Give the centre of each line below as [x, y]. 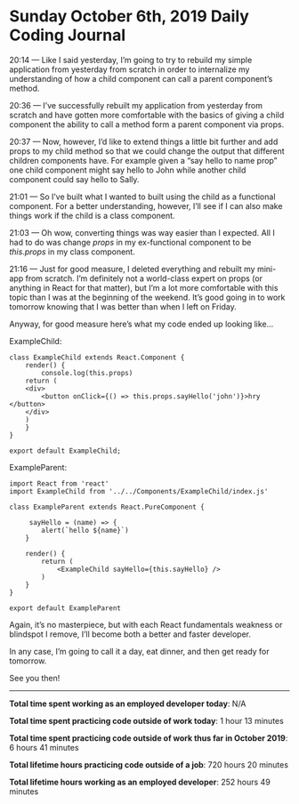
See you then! [35, 678]
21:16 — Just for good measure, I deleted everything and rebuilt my [132, 269]
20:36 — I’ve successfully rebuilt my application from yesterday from [136, 105]
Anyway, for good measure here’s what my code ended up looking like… [141, 324]
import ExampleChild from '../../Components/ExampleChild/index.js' [139, 491]
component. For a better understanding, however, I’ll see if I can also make [146, 205]
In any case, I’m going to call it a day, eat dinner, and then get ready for [139, 651]
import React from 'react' [59, 483]
